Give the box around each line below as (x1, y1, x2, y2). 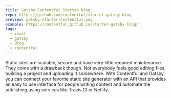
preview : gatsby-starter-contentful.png (5, 17, 93, 22)
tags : (5, 27, 17, 32)
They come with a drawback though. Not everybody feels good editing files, (5, 65, 166, 71)
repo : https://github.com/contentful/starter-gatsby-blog (5, 12, 132, 17)
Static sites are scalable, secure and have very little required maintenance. (5, 59, 162, 65)
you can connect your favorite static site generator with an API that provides (5, 76, 166, 82)
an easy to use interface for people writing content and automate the (5, 81, 151, 87)
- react (10, 31, 27, 36)
